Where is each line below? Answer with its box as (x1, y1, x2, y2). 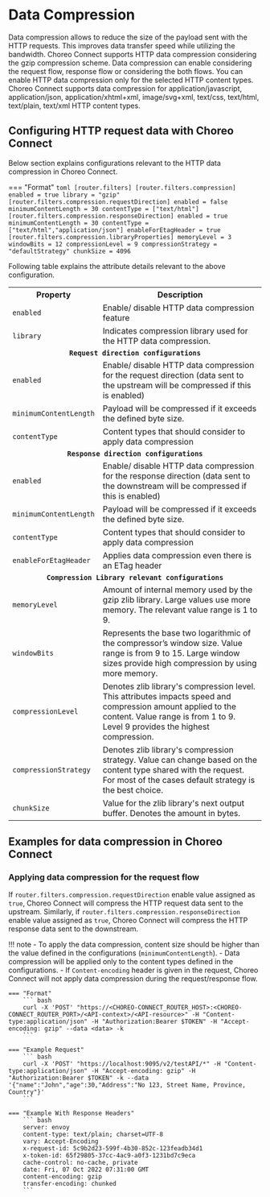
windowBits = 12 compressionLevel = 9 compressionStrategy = (8, 240, 218, 248)
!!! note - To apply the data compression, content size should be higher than (8, 940, 260, 950)
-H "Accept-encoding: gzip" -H (91, 1067, 196, 1075)
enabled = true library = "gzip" (8, 191, 121, 199)
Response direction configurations (67, 449, 203, 458)
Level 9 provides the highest (102, 721, 211, 732)
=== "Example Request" (8, 1046, 84, 1054)
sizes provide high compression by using (102, 657, 257, 669)
